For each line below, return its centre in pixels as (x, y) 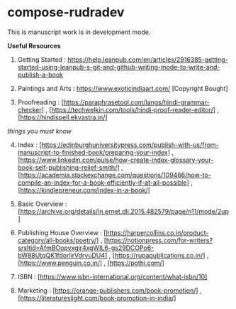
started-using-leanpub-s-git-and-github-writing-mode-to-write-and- (119, 67)
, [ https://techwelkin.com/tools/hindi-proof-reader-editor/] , (133, 109)
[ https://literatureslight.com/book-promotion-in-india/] (97, 298)
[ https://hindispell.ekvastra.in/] (62, 117)
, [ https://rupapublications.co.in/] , (159, 255)
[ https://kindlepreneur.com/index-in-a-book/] (84, 190)
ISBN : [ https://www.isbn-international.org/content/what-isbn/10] (112, 276)
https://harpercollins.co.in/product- (157, 232)
